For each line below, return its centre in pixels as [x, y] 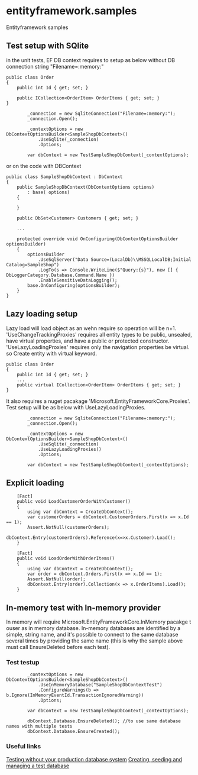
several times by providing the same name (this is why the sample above [95, 641]
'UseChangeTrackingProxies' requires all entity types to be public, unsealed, [99, 334]
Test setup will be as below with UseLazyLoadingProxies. [76, 407]
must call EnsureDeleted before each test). [58, 647]
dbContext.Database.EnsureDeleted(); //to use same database [104, 721]
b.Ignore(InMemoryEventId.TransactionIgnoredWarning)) [75, 695]
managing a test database [38, 766]
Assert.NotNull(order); [56, 579]
